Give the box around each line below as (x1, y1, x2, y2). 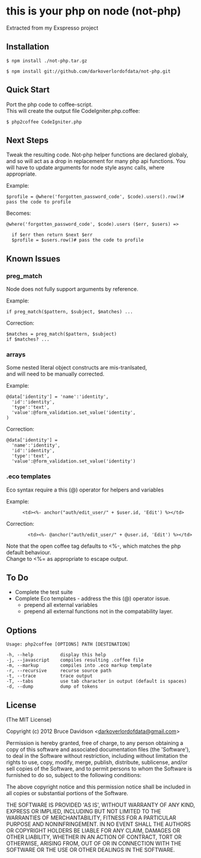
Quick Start (6, 85, 50, 95)
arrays (6, 350, 26, 359)
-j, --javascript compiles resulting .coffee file (6, 657, 144, 664)
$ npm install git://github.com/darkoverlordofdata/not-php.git (6, 68, 171, 74)
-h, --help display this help (6, 652, 107, 658)
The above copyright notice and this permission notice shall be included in (6, 783, 191, 790)
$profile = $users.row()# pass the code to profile (11, 237, 144, 243)
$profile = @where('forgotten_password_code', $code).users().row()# (6, 194, 185, 200)
